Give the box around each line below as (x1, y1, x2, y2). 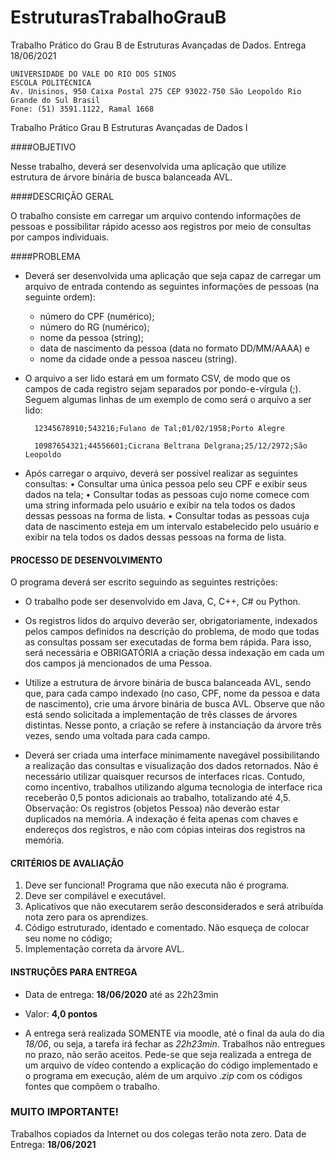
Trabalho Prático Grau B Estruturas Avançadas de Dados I (10, 121, 248, 133)
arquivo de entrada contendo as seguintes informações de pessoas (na (24, 280, 320, 292)
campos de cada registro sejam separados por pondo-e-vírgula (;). (24, 382, 302, 395)
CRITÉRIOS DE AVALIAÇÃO (10, 857, 125, 869)
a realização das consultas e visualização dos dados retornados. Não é (24, 760, 319, 772)
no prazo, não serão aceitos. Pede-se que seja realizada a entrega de (24, 1048, 312, 1060)
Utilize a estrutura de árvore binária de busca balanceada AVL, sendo (24, 677, 312, 689)
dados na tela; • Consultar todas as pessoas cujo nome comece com (24, 488, 310, 500)
